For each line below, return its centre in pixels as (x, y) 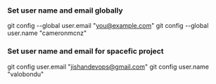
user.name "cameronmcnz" (47, 33)
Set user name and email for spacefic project (85, 51)
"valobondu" (26, 74)
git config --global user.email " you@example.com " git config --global (108, 26)
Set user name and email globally (65, 10)
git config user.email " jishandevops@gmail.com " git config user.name (108, 66)
